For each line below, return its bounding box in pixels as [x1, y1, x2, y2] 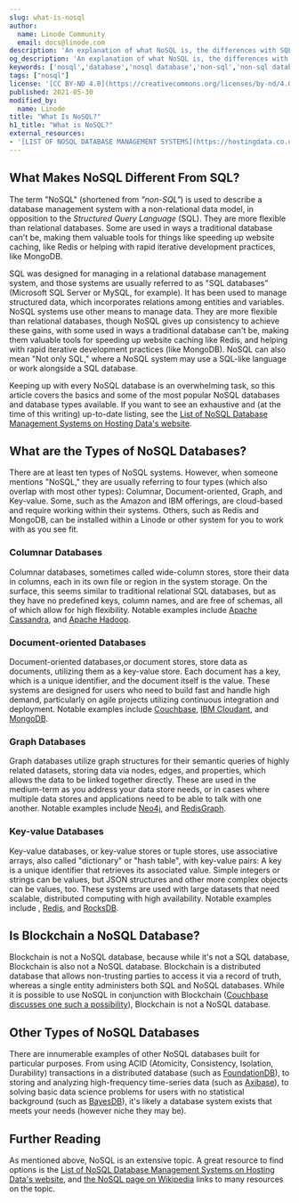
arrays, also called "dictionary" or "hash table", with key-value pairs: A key [9, 855, 282, 865]
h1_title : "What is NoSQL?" [9, 121, 114, 130]
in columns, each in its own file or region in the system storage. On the [9, 576, 268, 586]
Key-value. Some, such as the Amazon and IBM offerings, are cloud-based [9, 495, 283, 506]
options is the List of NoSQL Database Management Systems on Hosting [9, 1165, 276, 1174]
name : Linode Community [17, 29, 105, 38]
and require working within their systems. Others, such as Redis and [9, 505, 260, 516]
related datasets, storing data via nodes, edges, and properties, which [9, 765, 266, 776]
